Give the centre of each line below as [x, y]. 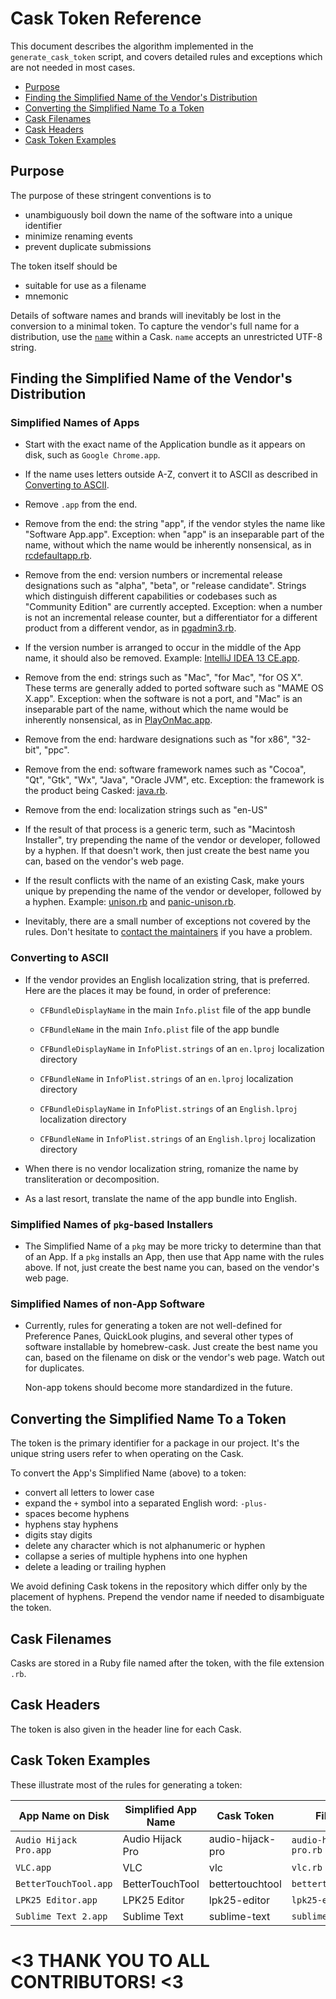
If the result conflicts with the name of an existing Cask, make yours [164, 881]
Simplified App [161, 1809]
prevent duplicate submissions [88, 246]
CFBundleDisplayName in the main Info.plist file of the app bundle [175, 1009]
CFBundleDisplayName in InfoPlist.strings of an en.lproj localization [182, 1048]
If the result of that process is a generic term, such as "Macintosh [160, 829]
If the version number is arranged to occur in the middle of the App [163, 648]
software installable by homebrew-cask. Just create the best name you [171, 1347]
